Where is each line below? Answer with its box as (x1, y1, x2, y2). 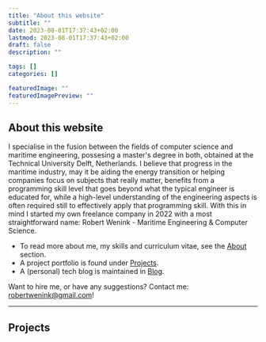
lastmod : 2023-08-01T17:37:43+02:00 (8, 33, 129, 42)
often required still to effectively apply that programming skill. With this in (8, 201, 247, 211)
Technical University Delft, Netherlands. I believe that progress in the (8, 159, 233, 169)
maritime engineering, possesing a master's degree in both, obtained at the (8, 150, 254, 160)
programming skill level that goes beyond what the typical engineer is (8, 184, 235, 194)
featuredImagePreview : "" (8, 92, 93, 100)
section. (19, 250, 47, 260)
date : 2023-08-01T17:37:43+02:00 (8, 26, 119, 34)
